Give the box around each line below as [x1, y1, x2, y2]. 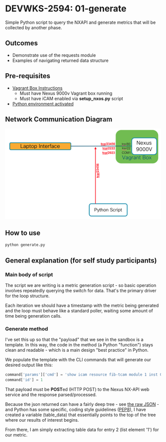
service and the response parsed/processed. [5, 391, 97, 397]
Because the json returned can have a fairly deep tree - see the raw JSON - [5, 401, 159, 407]
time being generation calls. [5, 313, 62, 319]
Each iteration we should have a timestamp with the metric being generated [5, 302, 159, 308]
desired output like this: [5, 362, 53, 368]
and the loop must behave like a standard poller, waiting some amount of [5, 308, 153, 314]
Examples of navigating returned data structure [12, 57, 109, 63]
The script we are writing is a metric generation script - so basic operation [5, 282, 157, 288]
